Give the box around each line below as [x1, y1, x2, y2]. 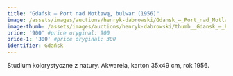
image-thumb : [7, 23, 45, 30]
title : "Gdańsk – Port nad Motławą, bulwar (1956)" [7, 10, 159, 17]
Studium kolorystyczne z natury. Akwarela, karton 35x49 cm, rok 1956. [7, 61, 209, 69]
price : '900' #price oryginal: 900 [7, 29, 110, 37]
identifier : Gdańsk [7, 42, 64, 49]
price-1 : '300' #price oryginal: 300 [7, 36, 116, 43]
